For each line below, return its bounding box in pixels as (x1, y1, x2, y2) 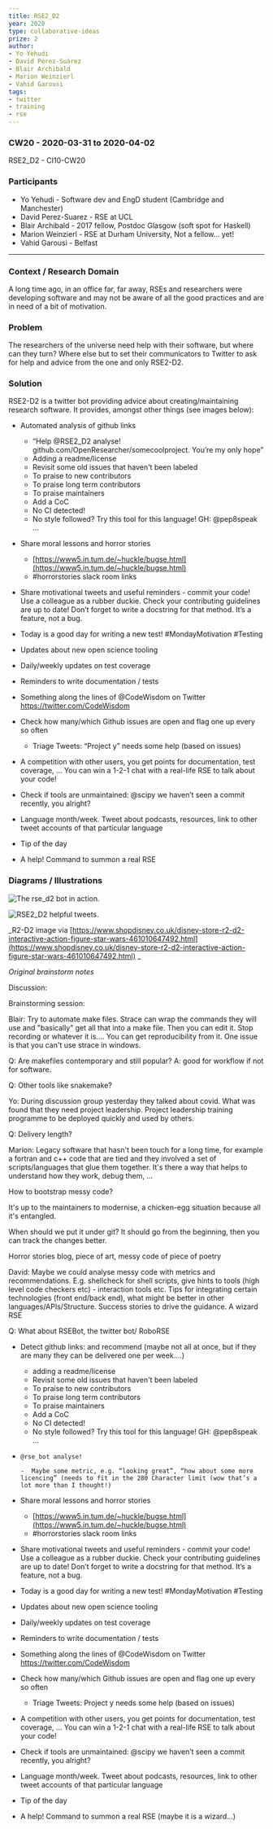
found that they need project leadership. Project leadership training (8, 1105, 233, 1114)
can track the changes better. (8, 1235, 107, 1245)
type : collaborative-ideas (8, 27, 100, 35)
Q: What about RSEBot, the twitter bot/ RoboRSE (8, 1326, 171, 1336)
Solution (8, 378, 43, 389)
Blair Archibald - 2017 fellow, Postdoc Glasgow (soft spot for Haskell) (19, 221, 251, 230)
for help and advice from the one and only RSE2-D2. (8, 357, 184, 367)
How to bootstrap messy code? (8, 1186, 114, 1197)
